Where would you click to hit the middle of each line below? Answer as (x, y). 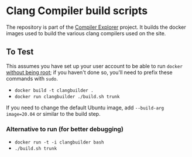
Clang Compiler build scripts (77, 11)
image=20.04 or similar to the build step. (53, 113)
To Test (20, 52)
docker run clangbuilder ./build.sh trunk (67, 96)
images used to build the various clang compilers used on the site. (86, 33)
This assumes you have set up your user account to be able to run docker (95, 66)
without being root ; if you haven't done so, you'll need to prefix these (89, 72)
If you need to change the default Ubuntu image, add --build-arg (85, 108)
